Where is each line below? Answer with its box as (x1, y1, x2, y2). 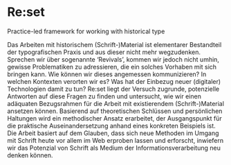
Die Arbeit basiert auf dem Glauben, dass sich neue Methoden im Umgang (7, 129, 219, 137)
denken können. (7, 150, 53, 159)
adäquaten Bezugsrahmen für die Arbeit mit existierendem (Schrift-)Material (7, 99, 225, 107)
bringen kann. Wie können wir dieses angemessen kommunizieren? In (7, 70, 207, 78)
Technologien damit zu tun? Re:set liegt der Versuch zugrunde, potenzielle (7, 85, 220, 93)
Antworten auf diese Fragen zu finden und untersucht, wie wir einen (7, 92, 202, 101)
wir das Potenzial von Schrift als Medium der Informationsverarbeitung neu (7, 144, 221, 152)
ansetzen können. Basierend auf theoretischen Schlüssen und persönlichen (7, 107, 223, 115)
